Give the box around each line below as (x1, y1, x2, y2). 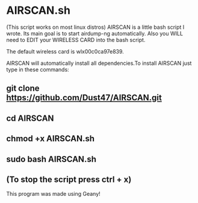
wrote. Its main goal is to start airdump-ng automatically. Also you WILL (6, 29, 184, 37)
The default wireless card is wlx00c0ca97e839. (6, 47, 125, 55)
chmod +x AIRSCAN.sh (6, 133, 95, 144)
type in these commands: (6, 65, 69, 73)
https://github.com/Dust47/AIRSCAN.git (6, 92, 162, 103)
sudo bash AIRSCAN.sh (6, 154, 96, 164)
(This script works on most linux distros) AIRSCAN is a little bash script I (6, 23, 185, 31)
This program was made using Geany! (6, 190, 101, 198)
